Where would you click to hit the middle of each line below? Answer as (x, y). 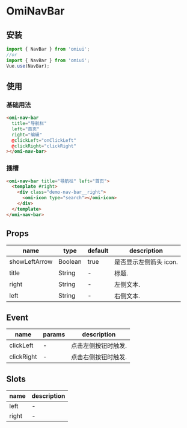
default (98, 251)
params (54, 334)
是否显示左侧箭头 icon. (146, 262)
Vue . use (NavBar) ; (28, 66)
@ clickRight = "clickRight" (44, 146)
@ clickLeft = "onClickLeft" (44, 140)
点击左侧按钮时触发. (99, 346)
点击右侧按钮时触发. (99, 357)
